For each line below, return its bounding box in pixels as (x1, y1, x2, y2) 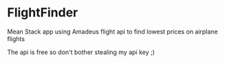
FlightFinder (7, 5, 78, 21)
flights (7, 34, 25, 42)
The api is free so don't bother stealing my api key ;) (7, 48, 155, 56)
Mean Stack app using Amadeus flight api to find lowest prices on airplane (7, 27, 218, 36)
